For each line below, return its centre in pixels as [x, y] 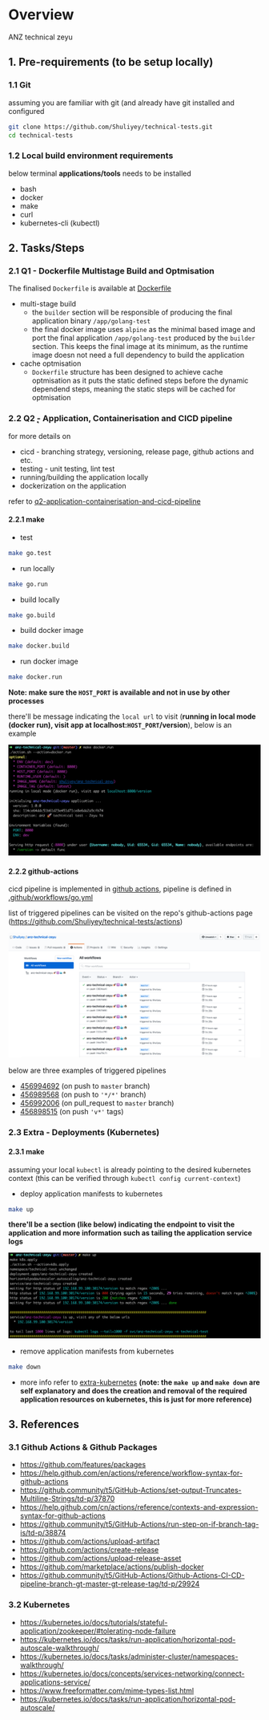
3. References [44, 1424]
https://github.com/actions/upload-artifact [90, 1541]
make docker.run [35, 677]
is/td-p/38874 [43, 1533]
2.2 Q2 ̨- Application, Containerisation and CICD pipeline [120, 419]
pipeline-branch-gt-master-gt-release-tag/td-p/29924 [110, 1584]
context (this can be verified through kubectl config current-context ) [124, 1178]
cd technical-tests [41, 135]
